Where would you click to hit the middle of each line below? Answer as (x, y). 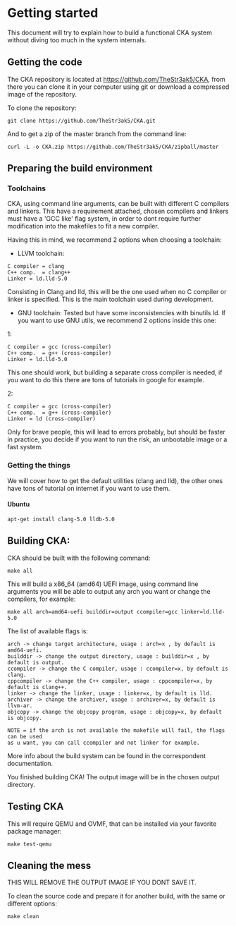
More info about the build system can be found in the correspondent (107, 755)
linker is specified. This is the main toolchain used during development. (110, 299)
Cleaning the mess (49, 865)
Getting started (53, 13)
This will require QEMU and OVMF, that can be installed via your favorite (112, 824)
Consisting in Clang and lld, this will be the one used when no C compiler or (117, 292)
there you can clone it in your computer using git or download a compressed (118, 87)
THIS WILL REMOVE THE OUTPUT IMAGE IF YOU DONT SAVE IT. (102, 882)
